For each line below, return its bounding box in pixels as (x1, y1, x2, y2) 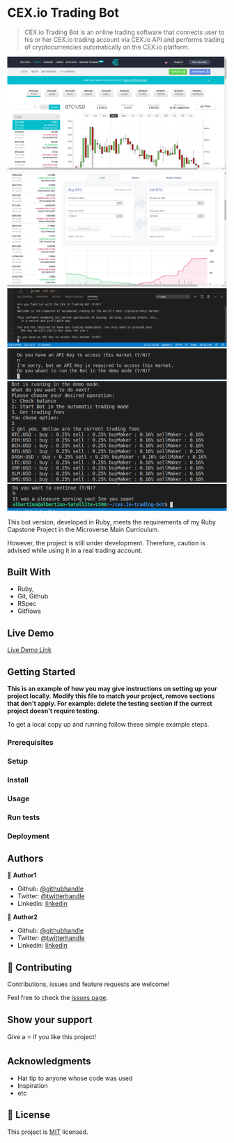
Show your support (7, 1013, 93, 1026)
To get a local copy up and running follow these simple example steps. (7, 720, 210, 728)
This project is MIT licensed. (7, 1128, 88, 1136)
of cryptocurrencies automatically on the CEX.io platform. (24, 43, 190, 51)
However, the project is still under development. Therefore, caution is (7, 538, 205, 547)
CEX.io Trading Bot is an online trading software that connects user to (24, 28, 225, 36)
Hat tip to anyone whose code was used (17, 1074, 133, 1082)
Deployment (7, 831, 50, 841)
